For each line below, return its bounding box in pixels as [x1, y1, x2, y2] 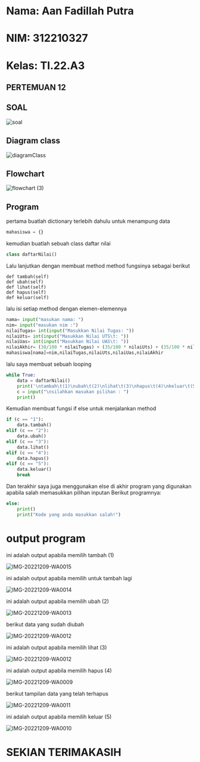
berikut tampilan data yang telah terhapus [6, 690, 109, 697]
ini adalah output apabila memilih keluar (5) [6, 713, 112, 720]
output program [6, 531, 86, 545]
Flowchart [6, 169, 45, 179]
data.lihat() [17, 444, 49, 450]
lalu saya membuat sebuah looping [6, 360, 92, 368]
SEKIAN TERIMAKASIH [6, 745, 121, 759]
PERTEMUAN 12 [6, 82, 67, 92]
